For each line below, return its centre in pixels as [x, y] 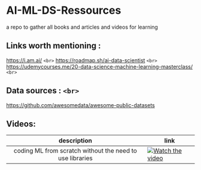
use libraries [75, 158]
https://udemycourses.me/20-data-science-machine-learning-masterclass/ [100, 66]
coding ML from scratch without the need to [76, 151]
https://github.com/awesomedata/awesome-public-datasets [81, 105]
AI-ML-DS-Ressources [64, 10]
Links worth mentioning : [54, 46]
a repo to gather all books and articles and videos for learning [82, 27]
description [76, 141]
